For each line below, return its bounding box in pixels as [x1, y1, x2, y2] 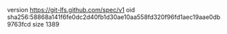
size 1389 [32, 20, 60, 28]
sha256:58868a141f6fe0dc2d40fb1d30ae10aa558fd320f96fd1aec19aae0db [7, 13, 221, 21]
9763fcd [7, 20, 31, 28]
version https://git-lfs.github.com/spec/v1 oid [7, 6, 136, 14]
